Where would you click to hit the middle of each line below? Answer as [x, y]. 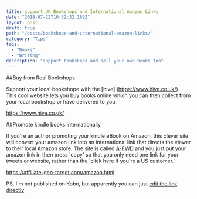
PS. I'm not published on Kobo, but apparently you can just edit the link [92, 184]
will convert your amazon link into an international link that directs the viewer [98, 142]
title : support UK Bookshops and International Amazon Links [82, 11]
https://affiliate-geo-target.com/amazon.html [60, 172]
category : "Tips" [27, 39]
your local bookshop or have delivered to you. [62, 101]
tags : [13, 45]
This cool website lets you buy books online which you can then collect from [98, 95]
